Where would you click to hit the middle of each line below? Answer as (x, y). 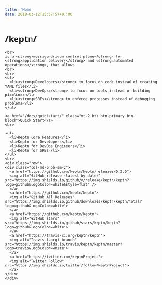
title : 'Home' (19, 9)
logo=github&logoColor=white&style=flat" (48, 185)
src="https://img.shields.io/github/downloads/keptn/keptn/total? (73, 202)
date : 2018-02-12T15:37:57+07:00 (39, 14)
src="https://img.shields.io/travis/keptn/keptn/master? (64, 244)
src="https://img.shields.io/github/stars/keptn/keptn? (63, 223)
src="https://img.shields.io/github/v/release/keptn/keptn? (67, 180)
